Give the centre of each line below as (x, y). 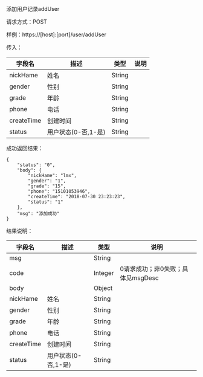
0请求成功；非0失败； (151, 269)
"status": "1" (46, 202)
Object (103, 288)
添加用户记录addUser (33, 9)
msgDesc (145, 278)
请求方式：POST (27, 22)
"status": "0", (36, 165)
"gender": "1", (47, 181)
